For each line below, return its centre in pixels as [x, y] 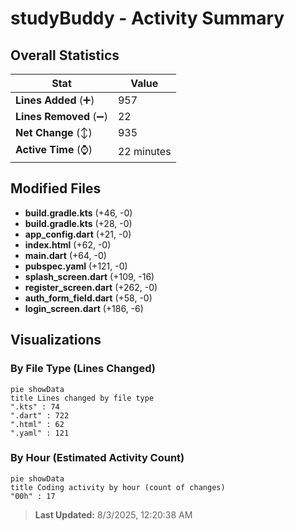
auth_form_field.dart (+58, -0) [88, 298]
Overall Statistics [65, 55]
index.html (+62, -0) [68, 244]
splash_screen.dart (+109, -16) [89, 276]
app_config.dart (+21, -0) [78, 234]
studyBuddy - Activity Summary [147, 18]
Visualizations [56, 340]
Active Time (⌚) [54, 149]
